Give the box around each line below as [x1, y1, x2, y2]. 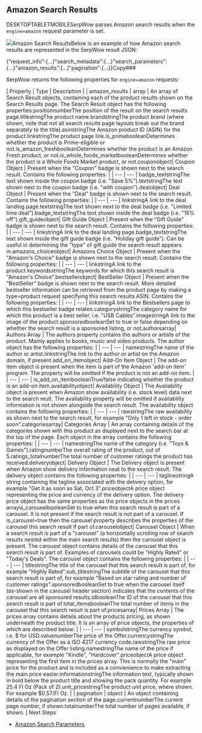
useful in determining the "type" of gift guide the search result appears [6, 241, 182, 248]
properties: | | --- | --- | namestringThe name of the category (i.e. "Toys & [6, 439, 189, 447]
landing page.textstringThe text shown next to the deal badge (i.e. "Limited [6, 203, 192, 210]
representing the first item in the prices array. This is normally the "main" [6, 657, 186, 665]
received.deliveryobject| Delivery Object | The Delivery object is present [6, 459, 185, 466]
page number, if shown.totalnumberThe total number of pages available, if [6, 702, 190, 709]
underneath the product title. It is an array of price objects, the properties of [6, 619, 194, 626]
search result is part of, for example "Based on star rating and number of [6, 574, 186, 581]
